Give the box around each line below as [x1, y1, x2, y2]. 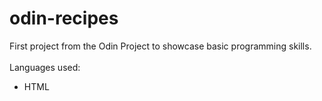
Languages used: [9, 61, 81, 73]
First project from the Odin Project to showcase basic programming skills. [9, 40, 312, 52]
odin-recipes [9, 7, 119, 30]
